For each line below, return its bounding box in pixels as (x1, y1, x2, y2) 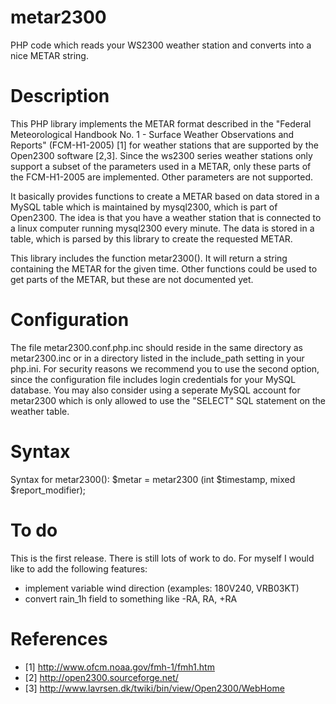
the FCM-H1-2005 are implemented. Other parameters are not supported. (10, 171, 314, 183)
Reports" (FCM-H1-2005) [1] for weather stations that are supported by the (10, 139, 319, 151)
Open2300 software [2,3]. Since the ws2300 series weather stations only (10, 149, 313, 161)
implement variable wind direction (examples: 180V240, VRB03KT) (24, 582, 300, 594)
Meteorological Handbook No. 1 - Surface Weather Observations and (10, 128, 295, 140)
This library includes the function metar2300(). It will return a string (10, 252, 288, 264)
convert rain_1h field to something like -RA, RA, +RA (24, 592, 238, 605)
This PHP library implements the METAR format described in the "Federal (10, 117, 312, 130)
